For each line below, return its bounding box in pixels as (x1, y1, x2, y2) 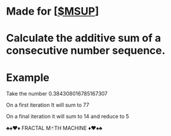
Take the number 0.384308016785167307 (6, 90, 108, 97)
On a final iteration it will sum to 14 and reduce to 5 (6, 113, 130, 120)
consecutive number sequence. (6, 44, 166, 57)
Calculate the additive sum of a (6, 32, 161, 45)
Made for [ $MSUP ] (6, 5, 99, 18)
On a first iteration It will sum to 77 (6, 101, 90, 108)
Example (6, 71, 50, 84)
